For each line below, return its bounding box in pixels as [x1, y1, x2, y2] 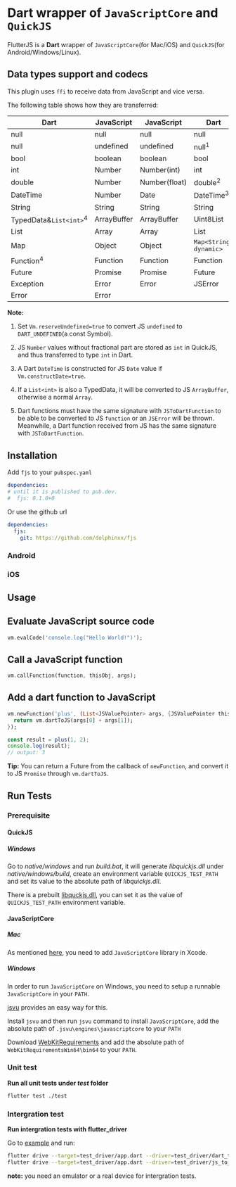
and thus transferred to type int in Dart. [17, 350, 133, 360]
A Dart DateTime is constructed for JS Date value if [17, 364, 163, 373]
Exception [11, 279, 44, 289]
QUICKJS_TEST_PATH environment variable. [7, 899, 126, 906]
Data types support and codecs [7, 68, 148, 80]
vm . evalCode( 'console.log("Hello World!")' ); [7, 634, 143, 641]
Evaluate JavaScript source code [7, 616, 155, 628]
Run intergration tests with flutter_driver [7, 1125, 128, 1134]
